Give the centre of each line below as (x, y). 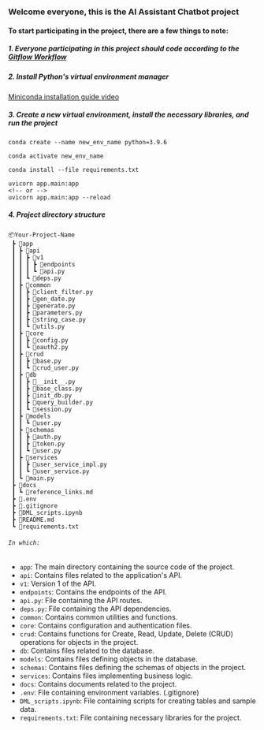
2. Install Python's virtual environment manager (89, 76)
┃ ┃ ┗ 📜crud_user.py (45, 368)
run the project (33, 123)
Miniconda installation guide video (64, 96)
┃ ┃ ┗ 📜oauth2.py (40, 347)
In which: (24, 543)
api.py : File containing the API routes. (81, 600)
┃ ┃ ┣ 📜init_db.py (42, 395)
